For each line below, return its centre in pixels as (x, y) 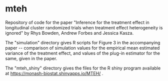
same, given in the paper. (31, 58)
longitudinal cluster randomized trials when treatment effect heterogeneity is (84, 27)
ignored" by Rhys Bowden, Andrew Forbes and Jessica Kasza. (69, 33)
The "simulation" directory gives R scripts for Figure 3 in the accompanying (83, 42)
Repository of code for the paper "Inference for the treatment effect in (77, 22)
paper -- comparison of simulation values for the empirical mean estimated (82, 48)
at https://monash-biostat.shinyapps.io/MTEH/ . (54, 73)
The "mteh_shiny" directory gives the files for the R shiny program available (83, 68)
